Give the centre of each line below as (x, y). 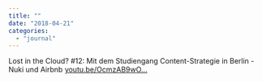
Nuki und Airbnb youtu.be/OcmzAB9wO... (78, 70)
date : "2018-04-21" (41, 23)
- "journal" (36, 38)
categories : (28, 31)
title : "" (25, 16)
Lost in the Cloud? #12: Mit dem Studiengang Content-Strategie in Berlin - (131, 61)
